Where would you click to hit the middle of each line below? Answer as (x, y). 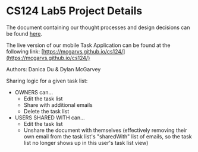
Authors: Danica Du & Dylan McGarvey (54, 69)
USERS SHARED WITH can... (50, 118)
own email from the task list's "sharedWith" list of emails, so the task (108, 136)
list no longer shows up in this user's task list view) (86, 142)
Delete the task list (46, 111)
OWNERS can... (34, 92)
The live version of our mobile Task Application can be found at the (88, 45)
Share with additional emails (58, 104)
